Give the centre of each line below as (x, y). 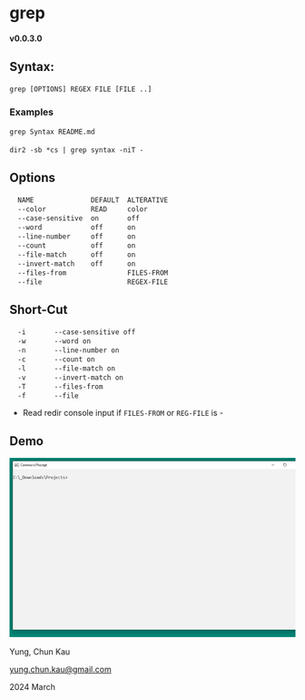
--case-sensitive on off (79, 218)
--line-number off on (77, 236)
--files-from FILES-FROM (93, 273)
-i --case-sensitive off (77, 332)
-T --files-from (60, 386)
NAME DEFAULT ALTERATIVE (93, 200)
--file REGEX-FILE (93, 282)
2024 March (33, 687)
